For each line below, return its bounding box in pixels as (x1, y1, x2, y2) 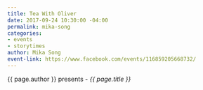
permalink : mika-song (7, 23, 71, 30)
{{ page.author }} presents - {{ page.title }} (7, 75, 131, 83)
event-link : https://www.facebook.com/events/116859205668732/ (7, 56, 197, 63)
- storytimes (7, 43, 46, 50)
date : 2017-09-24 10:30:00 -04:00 (7, 17, 109, 24)
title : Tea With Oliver (7, 10, 77, 17)
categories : (7, 29, 42, 37)
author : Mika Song (7, 50, 61, 57)
